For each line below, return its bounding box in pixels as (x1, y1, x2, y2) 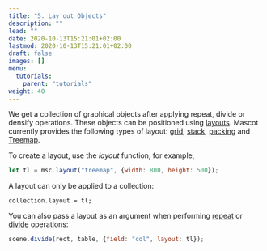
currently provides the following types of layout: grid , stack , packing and (8, 126, 251, 136)
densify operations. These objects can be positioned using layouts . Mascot (8, 118, 259, 128)
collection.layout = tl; (8, 197, 92, 205)
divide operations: (8, 219, 69, 229)
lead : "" (8, 27, 38, 35)
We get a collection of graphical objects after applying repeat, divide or (8, 109, 246, 119)
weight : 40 (8, 87, 45, 96)
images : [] (8, 57, 45, 66)
